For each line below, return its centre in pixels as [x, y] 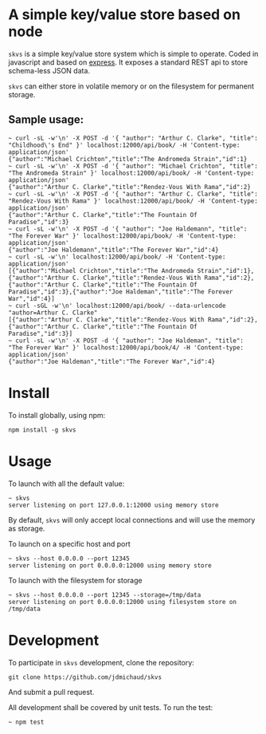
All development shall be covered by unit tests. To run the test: [111, 707]
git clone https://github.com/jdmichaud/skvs [85, 677]
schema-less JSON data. [49, 70]
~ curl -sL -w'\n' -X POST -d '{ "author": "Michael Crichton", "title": [133, 166]
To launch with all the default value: [66, 483]
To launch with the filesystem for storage [75, 580]
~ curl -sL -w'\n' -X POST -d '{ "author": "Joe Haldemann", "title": [128, 229]
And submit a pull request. [51, 692]
